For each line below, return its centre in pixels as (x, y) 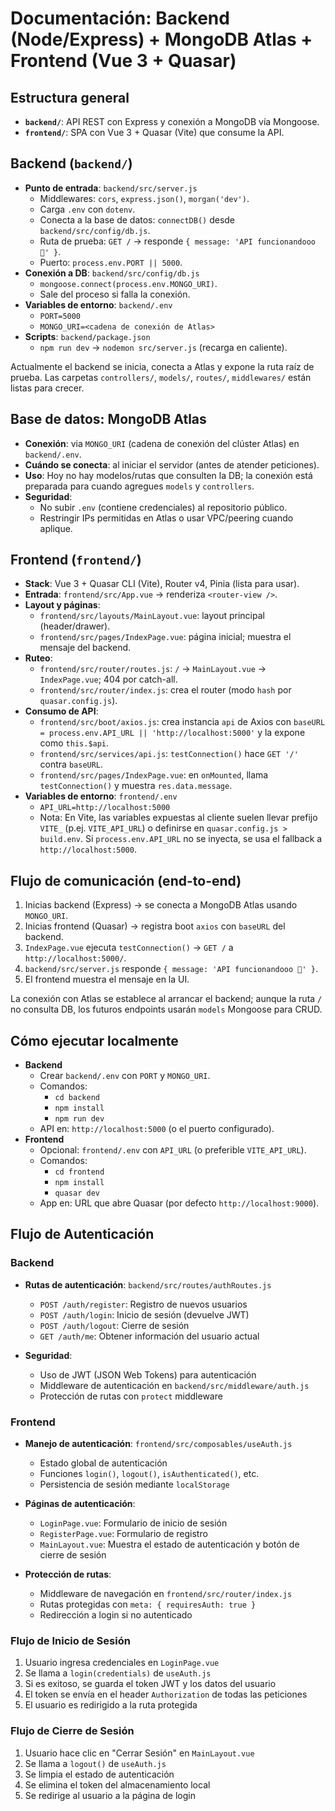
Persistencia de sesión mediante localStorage (134, 1484)
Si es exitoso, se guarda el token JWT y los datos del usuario (150, 1684)
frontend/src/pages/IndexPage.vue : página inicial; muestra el (165, 637)
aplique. (56, 528)
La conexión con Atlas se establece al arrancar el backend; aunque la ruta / (166, 999)
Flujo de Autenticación (82, 1234)
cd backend (77, 1098)
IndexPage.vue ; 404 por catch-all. (108, 679)
